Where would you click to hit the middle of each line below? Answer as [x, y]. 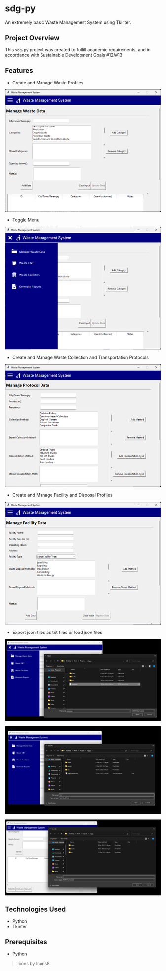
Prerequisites [26, 942]
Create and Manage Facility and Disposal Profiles [62, 495]
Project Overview [32, 38]
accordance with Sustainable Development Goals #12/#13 [64, 55]
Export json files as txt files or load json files [57, 633]
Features [19, 70]
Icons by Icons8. [34, 964]
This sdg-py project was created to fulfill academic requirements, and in [78, 49]
